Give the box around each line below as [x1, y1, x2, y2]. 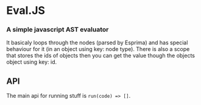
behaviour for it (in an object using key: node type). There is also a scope [6, 46, 190, 53]
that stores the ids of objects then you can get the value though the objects [6, 52, 195, 59]
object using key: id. [6, 58, 57, 66]
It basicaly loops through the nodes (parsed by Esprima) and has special [6, 39, 188, 46]
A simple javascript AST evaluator [6, 25, 109, 34]
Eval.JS [6, 4, 46, 18]
